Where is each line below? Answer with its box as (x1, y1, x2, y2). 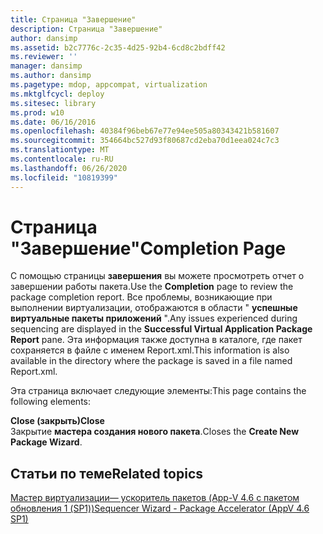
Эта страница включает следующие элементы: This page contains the (10, 385, 307, 397)
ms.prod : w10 (10, 107, 65, 118)
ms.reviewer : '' (10, 52, 78, 62)
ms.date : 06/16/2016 (10, 117, 97, 127)
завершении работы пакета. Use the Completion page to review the (10, 281, 294, 293)
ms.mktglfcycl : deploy (10, 89, 105, 99)
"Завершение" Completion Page (10, 237, 287, 260)
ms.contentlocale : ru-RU (10, 154, 114, 164)
